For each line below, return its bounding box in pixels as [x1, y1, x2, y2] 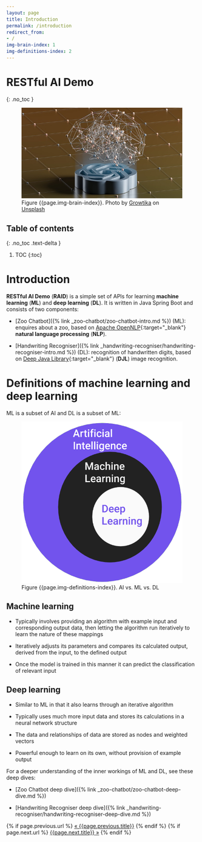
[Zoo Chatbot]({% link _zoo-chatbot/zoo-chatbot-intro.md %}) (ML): [15, 317, 186, 325]
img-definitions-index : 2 [6, 49, 72, 55]
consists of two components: [6, 306, 79, 313]
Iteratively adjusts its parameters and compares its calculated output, [15, 642, 188, 650]
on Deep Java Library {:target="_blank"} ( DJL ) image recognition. [15, 355, 178, 362]
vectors [15, 737, 35, 745]
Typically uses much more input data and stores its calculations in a [15, 712, 184, 720]
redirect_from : [6, 29, 45, 35]
